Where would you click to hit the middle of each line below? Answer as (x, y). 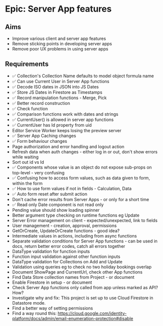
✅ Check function (30, 108)
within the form (27, 183)
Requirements (27, 64)
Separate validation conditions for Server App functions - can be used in (85, 241)
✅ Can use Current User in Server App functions (61, 81)
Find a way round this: (34, 313)
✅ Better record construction (41, 103)
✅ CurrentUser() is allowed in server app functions (63, 120)
